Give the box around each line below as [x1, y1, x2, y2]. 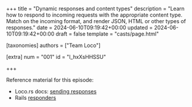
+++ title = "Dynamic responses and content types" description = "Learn [6, 5, 185, 12]
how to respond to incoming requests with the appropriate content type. [6, 11, 182, 18]
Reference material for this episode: [6, 77, 94, 83]
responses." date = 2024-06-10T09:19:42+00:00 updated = [6, 24, 153, 31]
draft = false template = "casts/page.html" [55, 30, 159, 37]
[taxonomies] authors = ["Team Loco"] [6, 42, 101, 49]
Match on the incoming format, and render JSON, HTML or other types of [6, 18, 186, 24]
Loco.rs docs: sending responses [14, 88, 97, 95]
